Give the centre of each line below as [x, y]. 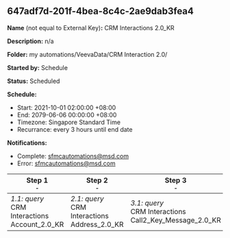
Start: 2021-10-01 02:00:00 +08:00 [66, 107]
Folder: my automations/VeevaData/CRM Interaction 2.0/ [87, 54]
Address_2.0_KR [98, 224]
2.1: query [87, 198]
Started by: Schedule [38, 67]
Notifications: [27, 143]
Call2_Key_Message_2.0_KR [176, 220]
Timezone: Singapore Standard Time [69, 122]
